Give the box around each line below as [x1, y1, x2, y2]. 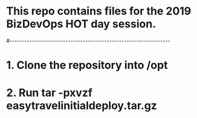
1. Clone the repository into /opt [6, 59, 168, 72]
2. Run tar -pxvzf [6, 86, 92, 100]
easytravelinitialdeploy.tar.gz [6, 99, 157, 113]
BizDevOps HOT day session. [6, 17, 156, 31]
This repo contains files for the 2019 [6, 4, 192, 18]
